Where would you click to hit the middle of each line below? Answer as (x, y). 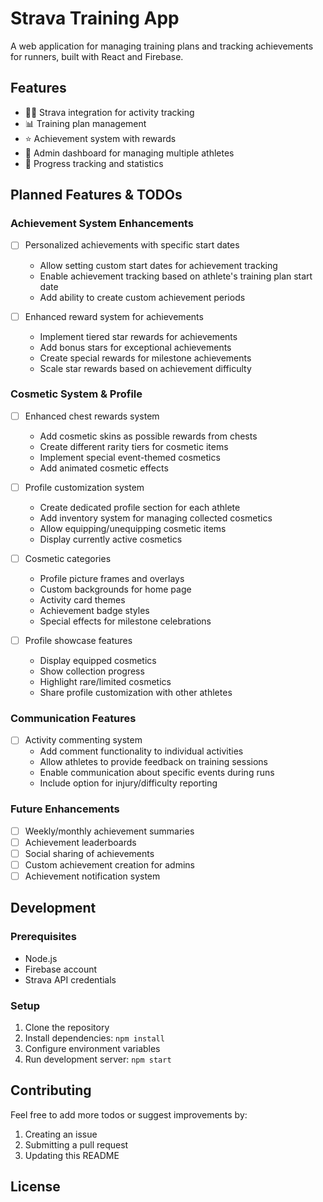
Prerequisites (43, 937)
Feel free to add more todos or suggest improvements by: (129, 1114)
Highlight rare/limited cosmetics (105, 682)
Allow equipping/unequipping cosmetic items (133, 528)
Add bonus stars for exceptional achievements (135, 347)
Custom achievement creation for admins (109, 864)
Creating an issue (61, 1134)
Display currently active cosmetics (111, 539)
